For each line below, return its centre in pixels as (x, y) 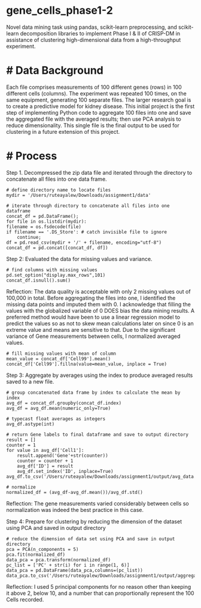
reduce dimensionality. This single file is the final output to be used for (93, 125)
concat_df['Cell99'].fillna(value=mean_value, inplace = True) (87, 364)
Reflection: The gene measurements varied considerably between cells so (98, 503)
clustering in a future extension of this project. (63, 131)
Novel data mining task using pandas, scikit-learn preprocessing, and (92, 27)
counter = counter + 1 (45, 461)
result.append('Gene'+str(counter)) (63, 456)
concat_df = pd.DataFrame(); (42, 216)
